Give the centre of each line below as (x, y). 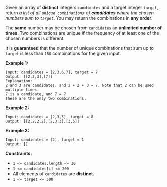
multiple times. (22, 90)
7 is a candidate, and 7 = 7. (37, 94)
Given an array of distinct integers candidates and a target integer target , (82, 7)
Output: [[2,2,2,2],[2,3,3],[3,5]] (43, 121)
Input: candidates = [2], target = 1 (45, 140)
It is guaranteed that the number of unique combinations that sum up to (80, 48)
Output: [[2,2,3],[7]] (29, 77)
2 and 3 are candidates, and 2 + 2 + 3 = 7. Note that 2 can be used (80, 85)
